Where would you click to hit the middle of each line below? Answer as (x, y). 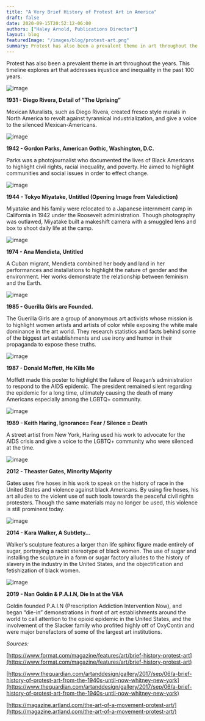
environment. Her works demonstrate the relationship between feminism (97, 276)
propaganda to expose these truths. (51, 344)
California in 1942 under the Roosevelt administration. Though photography (101, 215)
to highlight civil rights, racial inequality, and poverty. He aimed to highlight (100, 167)
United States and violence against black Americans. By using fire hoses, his (103, 489)
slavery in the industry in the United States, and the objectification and (95, 564)
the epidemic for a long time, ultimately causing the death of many (90, 393)
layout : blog (23, 35)
